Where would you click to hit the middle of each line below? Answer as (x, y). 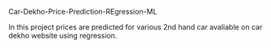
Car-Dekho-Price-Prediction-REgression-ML (83, 12)
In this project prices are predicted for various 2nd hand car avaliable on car (135, 27)
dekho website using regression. (63, 36)
